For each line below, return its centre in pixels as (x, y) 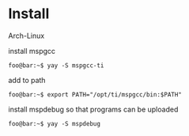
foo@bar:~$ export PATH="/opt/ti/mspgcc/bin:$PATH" (95, 94)
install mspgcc (32, 51)
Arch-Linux (26, 36)
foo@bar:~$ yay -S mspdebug (55, 123)
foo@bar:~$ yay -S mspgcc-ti (56, 65)
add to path (27, 80)
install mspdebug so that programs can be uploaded (93, 109)
